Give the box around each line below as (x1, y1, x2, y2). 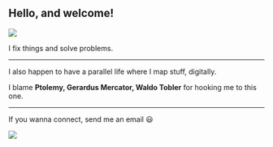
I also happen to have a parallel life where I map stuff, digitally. (8, 67, 217, 76)
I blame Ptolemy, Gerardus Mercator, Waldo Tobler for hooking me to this (8, 82, 258, 92)
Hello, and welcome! (8, 6, 115, 20)
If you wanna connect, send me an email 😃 (8, 114, 154, 124)
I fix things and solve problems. (8, 43, 114, 53)
